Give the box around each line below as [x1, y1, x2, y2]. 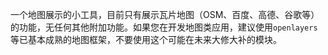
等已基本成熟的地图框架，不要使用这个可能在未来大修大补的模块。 [10, 34, 282, 45]
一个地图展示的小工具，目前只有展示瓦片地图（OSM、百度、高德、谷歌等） [10, 9, 320, 20]
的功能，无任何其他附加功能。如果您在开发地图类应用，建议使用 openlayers [10, 21, 318, 33]
